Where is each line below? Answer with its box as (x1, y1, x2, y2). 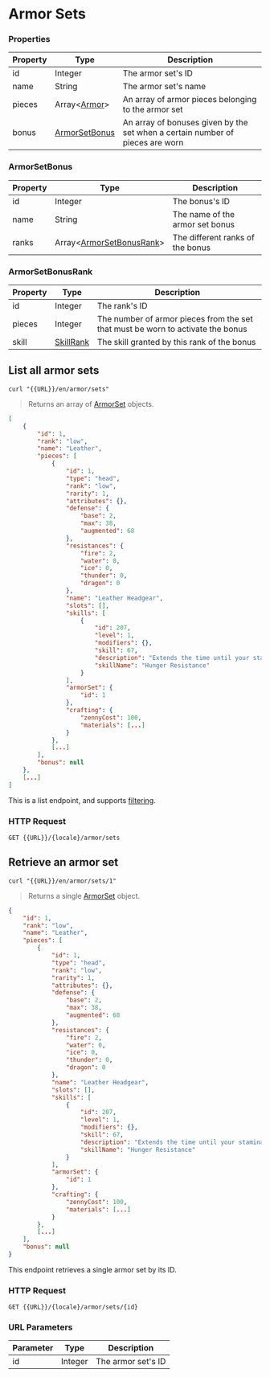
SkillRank (55, 337, 90, 348)
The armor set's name (122, 81, 207, 92)
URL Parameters (8, 1322, 73, 1333)
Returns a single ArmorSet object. (27, 891, 141, 900)
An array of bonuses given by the (122, 117, 248, 129)
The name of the (172, 208, 235, 219)
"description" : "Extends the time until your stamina (80, 1138, 264, 1146)
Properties (8, 34, 51, 45)
